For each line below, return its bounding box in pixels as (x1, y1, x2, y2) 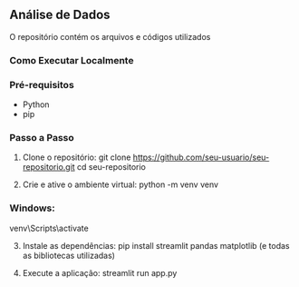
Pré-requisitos (9, 78, 74, 91)
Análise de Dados (9, 7, 111, 23)
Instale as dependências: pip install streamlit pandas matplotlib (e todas (22, 240, 290, 251)
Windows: (9, 202, 56, 214)
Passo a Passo (9, 131, 74, 143)
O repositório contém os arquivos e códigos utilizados (9, 31, 211, 42)
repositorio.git (22, 162, 75, 173)
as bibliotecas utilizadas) (22, 250, 116, 261)
